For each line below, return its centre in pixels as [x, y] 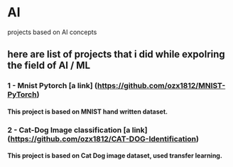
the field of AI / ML [49, 66]
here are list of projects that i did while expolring [116, 54]
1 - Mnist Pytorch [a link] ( [53, 86]
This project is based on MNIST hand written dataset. [88, 112]
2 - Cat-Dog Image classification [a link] [77, 130]
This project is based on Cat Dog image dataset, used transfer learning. [115, 156]
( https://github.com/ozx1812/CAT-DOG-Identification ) [103, 139]
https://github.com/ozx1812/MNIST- [161, 86]
